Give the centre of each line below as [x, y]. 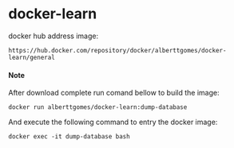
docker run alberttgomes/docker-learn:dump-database [98, 107]
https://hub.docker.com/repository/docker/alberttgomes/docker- [117, 50]
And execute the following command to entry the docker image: [113, 122]
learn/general [32, 57]
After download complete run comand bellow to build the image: [114, 93]
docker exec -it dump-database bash [69, 137]
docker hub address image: [53, 36]
